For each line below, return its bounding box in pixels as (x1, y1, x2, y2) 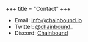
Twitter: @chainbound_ (14, 23, 73, 30)
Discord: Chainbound (14, 29, 68, 37)
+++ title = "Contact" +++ (5, 5, 71, 12)
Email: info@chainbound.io (14, 17, 82, 23)
